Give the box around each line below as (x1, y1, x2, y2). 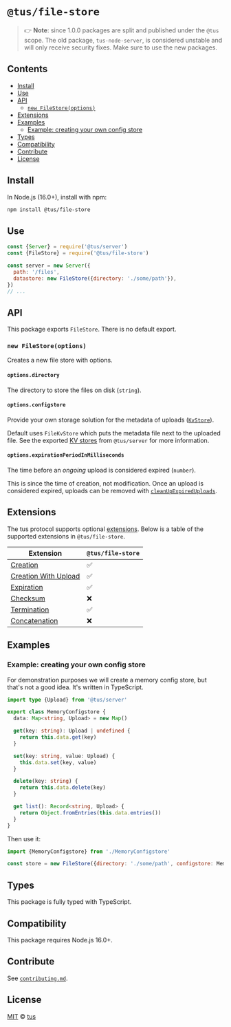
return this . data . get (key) (19, 734, 97, 741)
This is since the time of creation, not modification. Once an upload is (7, 479, 204, 488)
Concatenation (10, 616, 58, 625)
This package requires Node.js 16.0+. (7, 936, 113, 944)
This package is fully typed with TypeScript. (7, 898, 132, 906)
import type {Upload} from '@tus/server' (7, 696, 128, 703)
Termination (10, 605, 49, 614)
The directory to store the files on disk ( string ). (7, 386, 142, 394)
